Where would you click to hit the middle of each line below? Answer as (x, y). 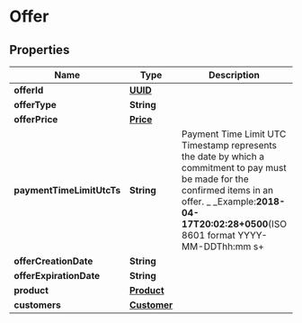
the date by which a (223, 157)
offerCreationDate (53, 261)
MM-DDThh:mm (216, 247)
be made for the (215, 179)
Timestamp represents (229, 145)
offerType (35, 105)
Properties (40, 50)
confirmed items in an (227, 190)
